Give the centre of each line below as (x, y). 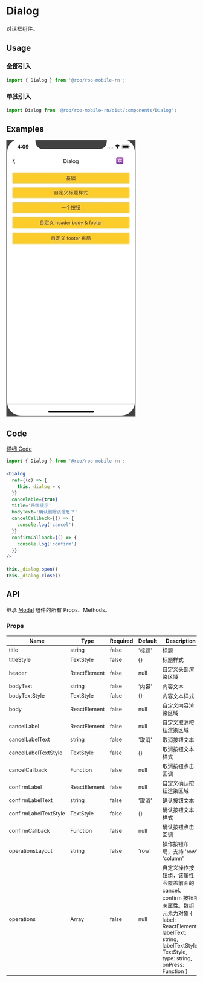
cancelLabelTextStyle (36, 753)
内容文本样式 (178, 696)
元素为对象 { (177, 913)
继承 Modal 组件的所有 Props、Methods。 (58, 610)
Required (121, 641)
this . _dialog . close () (34, 576)
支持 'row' (185, 852)
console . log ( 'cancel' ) (46, 525)
